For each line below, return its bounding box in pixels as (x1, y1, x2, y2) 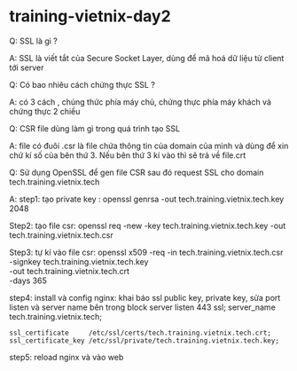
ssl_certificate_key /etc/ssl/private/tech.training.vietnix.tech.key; (9, 335, 279, 345)
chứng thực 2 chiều (9, 106, 81, 116)
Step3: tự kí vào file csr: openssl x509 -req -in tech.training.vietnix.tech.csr (9, 247, 284, 257)
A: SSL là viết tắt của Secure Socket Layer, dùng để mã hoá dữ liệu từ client (9, 52, 285, 63)
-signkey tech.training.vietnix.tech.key (9, 256, 149, 267)
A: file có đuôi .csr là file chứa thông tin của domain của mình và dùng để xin (9, 140, 289, 151)
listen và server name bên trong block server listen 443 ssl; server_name (9, 302, 277, 312)
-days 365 (9, 275, 47, 286)
